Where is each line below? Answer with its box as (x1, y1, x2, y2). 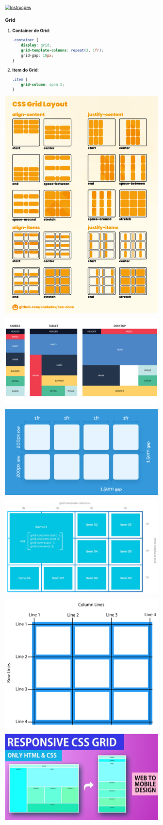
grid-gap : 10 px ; (21, 53, 54, 58)
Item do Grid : (12, 67, 39, 73)
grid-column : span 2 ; (21, 82, 65, 87)
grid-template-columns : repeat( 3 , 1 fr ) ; (21, 48, 104, 53)
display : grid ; (21, 43, 52, 48)
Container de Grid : (12, 28, 50, 34)
